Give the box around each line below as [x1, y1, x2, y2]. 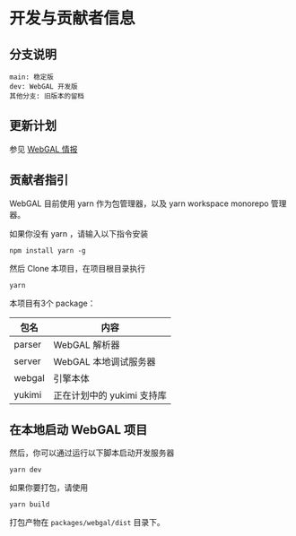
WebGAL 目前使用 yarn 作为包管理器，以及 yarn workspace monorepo [9, 198, 269, 209]
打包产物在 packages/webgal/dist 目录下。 [9, 517, 166, 528]
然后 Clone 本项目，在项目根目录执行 [9, 263, 146, 273]
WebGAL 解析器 [53, 338, 120, 350]
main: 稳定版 [9, 73, 54, 82]
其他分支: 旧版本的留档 [9, 91, 85, 100]
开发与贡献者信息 [9, 8, 136, 29]
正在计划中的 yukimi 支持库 [53, 389, 168, 402]
